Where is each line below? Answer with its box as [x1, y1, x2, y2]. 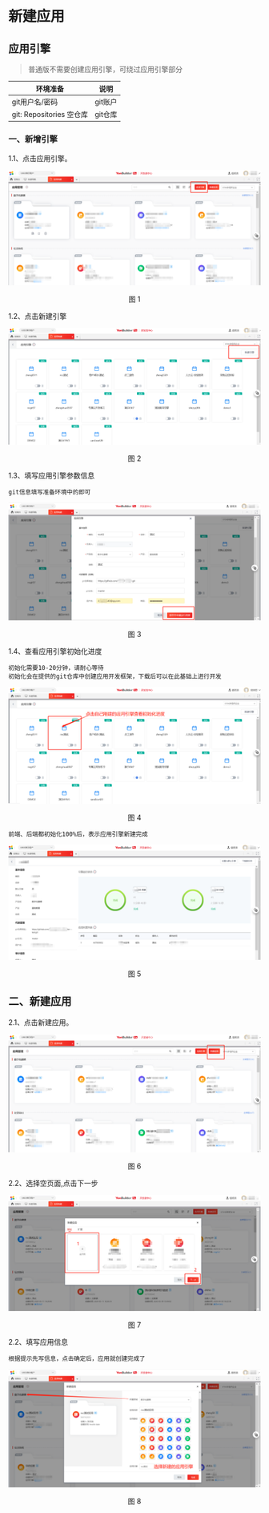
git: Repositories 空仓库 [11, 110, 88, 119]
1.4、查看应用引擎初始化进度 [8, 646, 102, 656]
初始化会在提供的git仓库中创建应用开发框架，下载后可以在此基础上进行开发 [8, 672, 222, 680]
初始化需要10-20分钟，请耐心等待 [8, 664, 104, 672]
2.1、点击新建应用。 [8, 1017, 74, 1027]
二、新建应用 [8, 995, 72, 1008]
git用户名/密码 [11, 97, 58, 107]
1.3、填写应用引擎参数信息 [8, 470, 94, 480]
